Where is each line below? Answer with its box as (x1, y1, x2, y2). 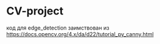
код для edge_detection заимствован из (6, 24, 110, 31)
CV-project (6, 4, 64, 18)
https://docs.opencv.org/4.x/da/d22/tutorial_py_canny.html (6, 30, 154, 37)
